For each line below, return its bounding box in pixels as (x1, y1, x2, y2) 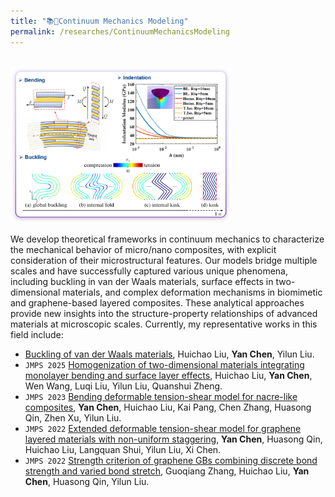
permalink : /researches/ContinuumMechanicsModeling (10, 26, 230, 37)
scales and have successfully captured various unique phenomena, (10, 265, 289, 277)
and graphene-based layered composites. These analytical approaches (10, 296, 305, 309)
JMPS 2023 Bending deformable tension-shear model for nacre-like (24, 390, 298, 402)
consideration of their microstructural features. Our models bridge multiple (10, 254, 318, 266)
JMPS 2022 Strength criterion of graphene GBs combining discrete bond (24, 454, 318, 466)
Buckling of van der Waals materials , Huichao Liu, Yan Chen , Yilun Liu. (24, 348, 315, 360)
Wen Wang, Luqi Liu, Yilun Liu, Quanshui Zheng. (24, 380, 223, 392)
